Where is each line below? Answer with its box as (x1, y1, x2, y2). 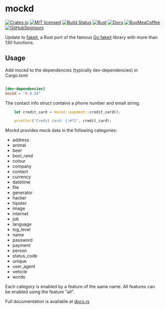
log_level (12, 227, 31, 233)
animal (12, 142, 26, 148)
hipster (12, 200, 27, 206)
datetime (12, 179, 31, 185)
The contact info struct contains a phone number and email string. (5, 100, 140, 106)
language (12, 221, 32, 227)
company (12, 163, 32, 169)
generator (12, 189, 33, 196)
